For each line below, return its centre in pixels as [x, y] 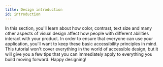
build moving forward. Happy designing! [46, 59]
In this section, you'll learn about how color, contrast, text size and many [79, 28]
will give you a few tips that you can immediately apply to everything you [79, 54]
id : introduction [23, 14]
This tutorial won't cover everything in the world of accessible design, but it [82, 49]
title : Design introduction [34, 10]
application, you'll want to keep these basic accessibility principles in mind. [81, 44]
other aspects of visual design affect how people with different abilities [77, 33]
